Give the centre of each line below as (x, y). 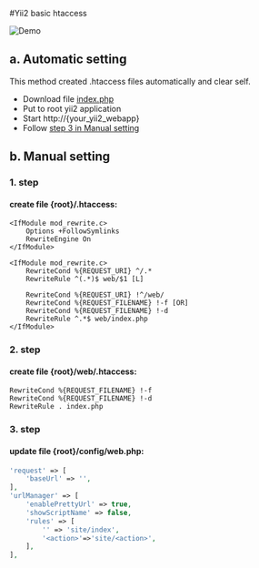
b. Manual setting (60, 157)
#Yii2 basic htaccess (49, 13)
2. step (25, 350)
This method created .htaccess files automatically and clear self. (130, 81)
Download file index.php (68, 98)
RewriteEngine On (59, 239)
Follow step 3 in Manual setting (81, 127)
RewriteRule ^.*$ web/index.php (87, 319)
